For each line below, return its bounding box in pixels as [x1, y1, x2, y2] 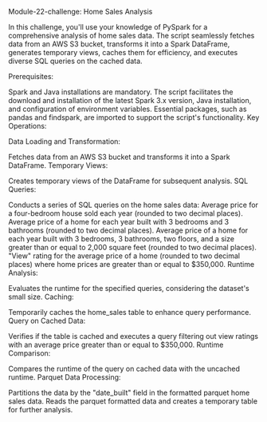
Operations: [8, 121, 47, 130]
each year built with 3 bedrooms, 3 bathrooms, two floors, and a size [8, 234, 235, 243]
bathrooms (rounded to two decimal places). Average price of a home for [8, 225, 249, 235]
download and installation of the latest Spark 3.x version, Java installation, [8, 96, 252, 105]
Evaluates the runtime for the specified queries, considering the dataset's [8, 284, 249, 293]
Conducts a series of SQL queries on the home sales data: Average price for [8, 200, 259, 209]
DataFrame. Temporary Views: [8, 161, 108, 170]
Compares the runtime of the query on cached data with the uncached [8, 364, 241, 373]
